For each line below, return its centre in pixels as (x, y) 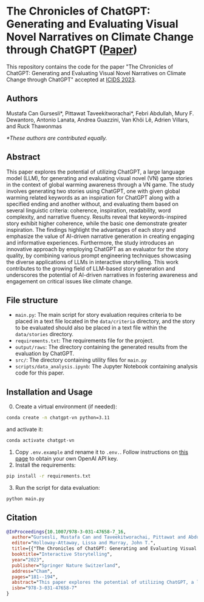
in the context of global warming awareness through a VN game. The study (100, 184)
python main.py (25, 499)
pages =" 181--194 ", (35, 577)
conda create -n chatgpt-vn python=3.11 (58, 418)
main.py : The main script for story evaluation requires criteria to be (98, 315)
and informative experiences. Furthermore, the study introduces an (90, 242)
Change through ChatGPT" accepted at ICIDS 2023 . (71, 79)
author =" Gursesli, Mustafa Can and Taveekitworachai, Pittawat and (99, 537)
